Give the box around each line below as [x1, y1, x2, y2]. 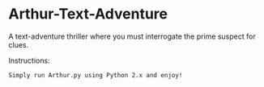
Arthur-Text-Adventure [8, 5, 168, 23]
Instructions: [8, 56, 50, 65]
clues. [8, 39, 29, 49]
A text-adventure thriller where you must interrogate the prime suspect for [8, 31, 257, 41]
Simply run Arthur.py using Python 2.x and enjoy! [8, 71, 183, 79]
